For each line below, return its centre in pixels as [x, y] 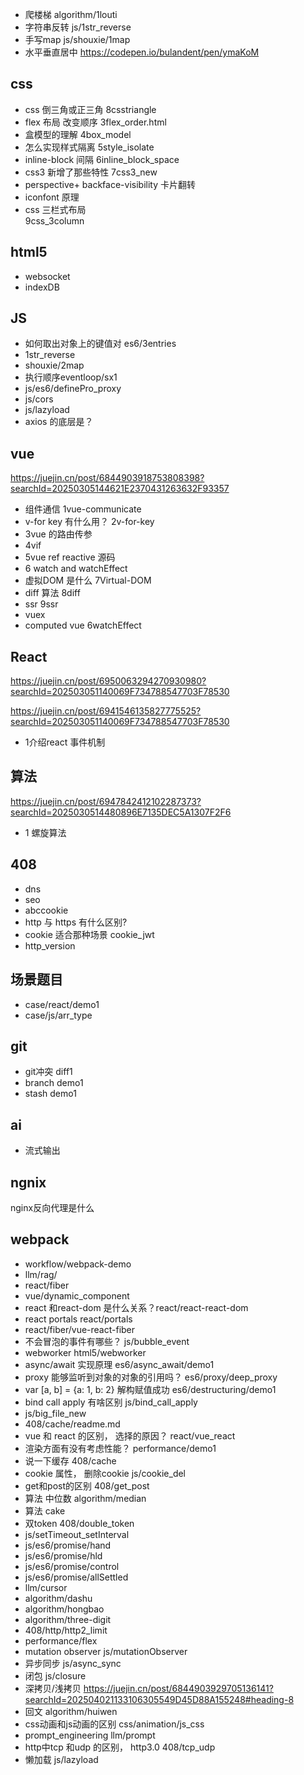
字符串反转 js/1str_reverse [78, 27]
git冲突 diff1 [48, 1072]
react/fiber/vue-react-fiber [80, 1329]
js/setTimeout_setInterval [77, 1534]
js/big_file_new [55, 1413]
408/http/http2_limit [66, 1630]
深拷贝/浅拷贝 [53, 1688]
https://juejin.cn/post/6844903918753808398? [107, 478]
